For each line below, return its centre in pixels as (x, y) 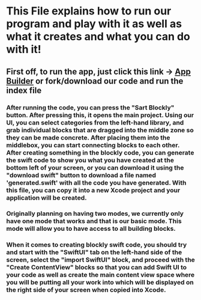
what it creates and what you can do (98, 37)
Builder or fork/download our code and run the (95, 81)
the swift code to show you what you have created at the (90, 160)
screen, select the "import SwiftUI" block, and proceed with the (100, 260)
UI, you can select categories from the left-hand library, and (95, 123)
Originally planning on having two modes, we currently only (95, 213)
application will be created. (46, 198)
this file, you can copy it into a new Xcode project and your (93, 190)
